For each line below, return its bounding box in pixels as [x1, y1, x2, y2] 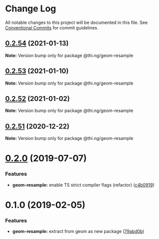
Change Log [5, 3, 56, 14]
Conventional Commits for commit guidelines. [5, 24, 98, 30]
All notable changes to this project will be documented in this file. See [5, 19, 148, 25]
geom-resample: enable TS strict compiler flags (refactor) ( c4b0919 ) [12, 182, 155, 188]
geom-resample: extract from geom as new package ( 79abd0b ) [12, 229, 145, 235]
